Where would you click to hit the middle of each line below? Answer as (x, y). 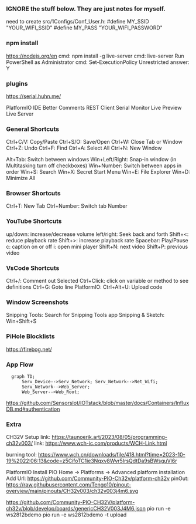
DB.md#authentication (33, 409)
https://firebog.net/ (29, 349)
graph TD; (23, 376)
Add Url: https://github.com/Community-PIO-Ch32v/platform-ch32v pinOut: (97, 479)
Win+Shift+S (21, 321)
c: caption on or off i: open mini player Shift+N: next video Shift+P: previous (97, 246)
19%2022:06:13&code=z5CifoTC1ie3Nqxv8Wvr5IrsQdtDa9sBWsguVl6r (92, 461)
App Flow (20, 364)
